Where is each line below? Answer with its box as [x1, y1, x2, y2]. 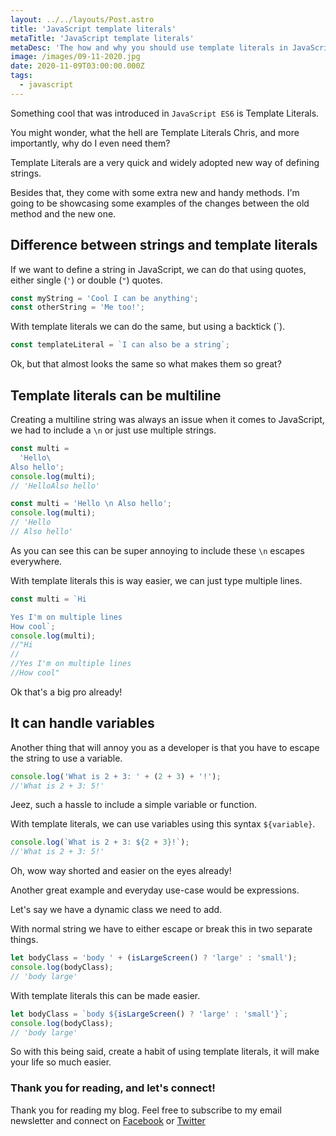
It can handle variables [10, 715, 155, 732]
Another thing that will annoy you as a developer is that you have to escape [10, 741, 320, 753]
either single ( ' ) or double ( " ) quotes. [10, 274, 163, 286]
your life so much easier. [10, 1056, 112, 1068]
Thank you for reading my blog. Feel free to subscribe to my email [10, 1104, 282, 1116]
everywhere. [10, 555, 63, 567]
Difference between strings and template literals [10, 237, 318, 254]
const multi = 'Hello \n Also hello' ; [10, 499, 172, 509]
